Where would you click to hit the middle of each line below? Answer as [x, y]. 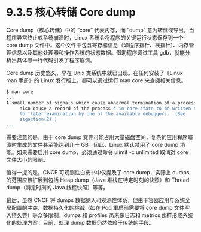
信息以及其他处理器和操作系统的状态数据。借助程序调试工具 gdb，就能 [98, 52]
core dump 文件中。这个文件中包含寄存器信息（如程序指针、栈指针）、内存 [98, 45]
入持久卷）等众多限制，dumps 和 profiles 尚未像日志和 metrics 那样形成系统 [100, 215]
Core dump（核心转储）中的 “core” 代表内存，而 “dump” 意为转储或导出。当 [100, 30]
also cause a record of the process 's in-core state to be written [105, 109]
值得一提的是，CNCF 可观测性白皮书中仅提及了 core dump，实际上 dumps [98, 173]
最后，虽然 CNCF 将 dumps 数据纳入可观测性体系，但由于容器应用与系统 [96, 200]
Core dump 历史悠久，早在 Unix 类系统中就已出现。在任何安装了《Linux [95, 73]
